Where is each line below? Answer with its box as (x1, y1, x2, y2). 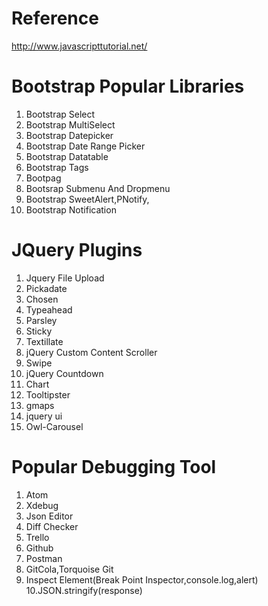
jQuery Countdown (25, 367, 104, 379)
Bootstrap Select (25, 108, 96, 120)
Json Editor (25, 510, 74, 522)
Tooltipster (25, 388, 71, 401)
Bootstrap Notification (25, 203, 117, 216)
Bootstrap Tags (25, 161, 89, 173)
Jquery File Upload (25, 272, 105, 284)
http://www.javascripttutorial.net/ (11, 40, 148, 52)
